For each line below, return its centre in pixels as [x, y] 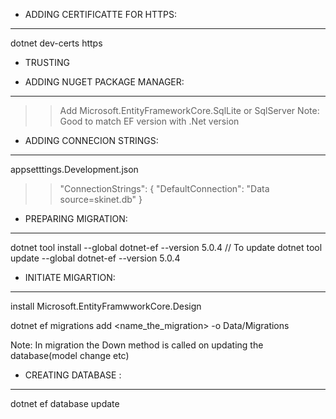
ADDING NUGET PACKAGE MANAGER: [104, 82]
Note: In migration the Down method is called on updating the [137, 345]
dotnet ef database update [65, 403]
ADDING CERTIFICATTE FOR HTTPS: [101, 14]
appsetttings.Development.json [74, 169]
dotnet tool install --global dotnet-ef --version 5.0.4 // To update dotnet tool [166, 247]
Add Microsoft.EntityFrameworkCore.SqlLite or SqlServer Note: [189, 110]
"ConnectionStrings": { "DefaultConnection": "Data [164, 188]
